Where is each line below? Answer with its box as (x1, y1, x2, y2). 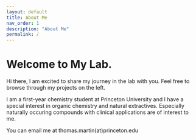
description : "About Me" (6, 25, 69, 32)
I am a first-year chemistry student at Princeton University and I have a (6, 96, 184, 103)
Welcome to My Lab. (6, 58, 113, 72)
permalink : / (6, 32, 40, 38)
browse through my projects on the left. (6, 84, 105, 92)
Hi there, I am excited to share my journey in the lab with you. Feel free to (6, 78, 190, 85)
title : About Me (6, 15, 47, 21)
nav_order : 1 (6, 20, 40, 26)
